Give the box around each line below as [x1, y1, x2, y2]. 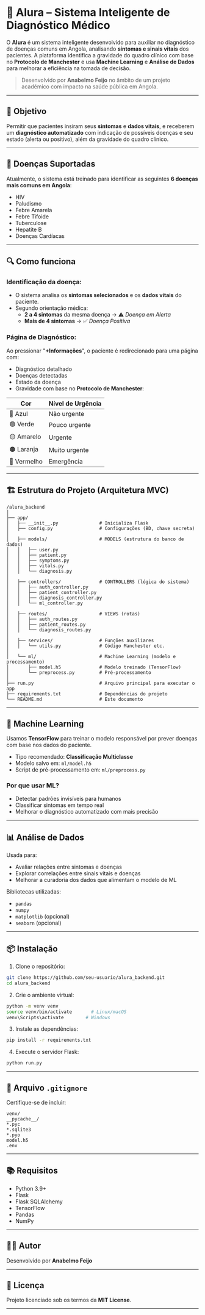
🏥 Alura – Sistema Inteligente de [6, 5, 170, 20]
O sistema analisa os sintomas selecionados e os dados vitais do [15, 292, 182, 299]
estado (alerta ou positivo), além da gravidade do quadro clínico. [6, 135, 169, 143]
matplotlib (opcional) [15, 913, 70, 920]
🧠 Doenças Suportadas [6, 159, 96, 170]
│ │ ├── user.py [6, 547, 59, 553]
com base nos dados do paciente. [6, 741, 92, 749]
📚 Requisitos [6, 1166, 58, 1176]
